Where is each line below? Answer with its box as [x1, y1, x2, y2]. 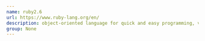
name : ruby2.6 [6, 8, 43, 15]
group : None [6, 25, 37, 32]
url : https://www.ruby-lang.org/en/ [6, 14, 99, 20]
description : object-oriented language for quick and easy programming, [6, 20, 195, 26]
